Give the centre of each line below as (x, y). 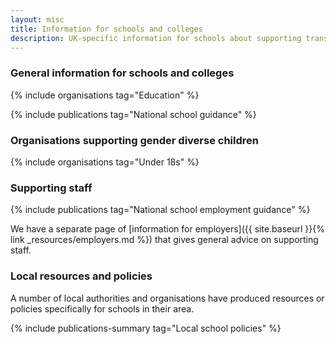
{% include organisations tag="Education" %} (105, 95)
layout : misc (37, 19)
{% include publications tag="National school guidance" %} (133, 114)
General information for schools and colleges (122, 73)
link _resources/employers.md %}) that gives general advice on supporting (164, 240)
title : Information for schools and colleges (106, 29)
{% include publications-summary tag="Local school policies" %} (146, 328)
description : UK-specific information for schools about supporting (156, 38)
